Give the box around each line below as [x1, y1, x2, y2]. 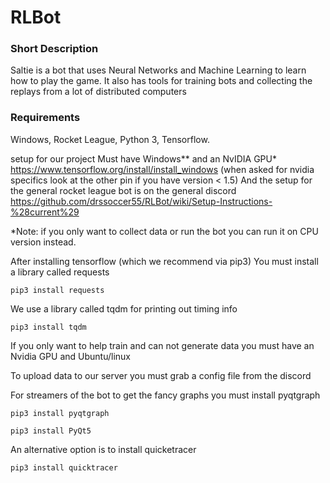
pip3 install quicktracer [10, 462, 118, 473]
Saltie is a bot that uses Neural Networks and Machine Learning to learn [10, 64, 307, 76]
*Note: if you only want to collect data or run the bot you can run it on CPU [10, 225, 319, 237]
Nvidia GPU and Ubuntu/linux [10, 350, 131, 362]
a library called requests [10, 266, 110, 278]
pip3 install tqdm [10, 322, 87, 332]
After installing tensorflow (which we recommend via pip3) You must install [10, 255, 319, 267]
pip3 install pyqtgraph [10, 408, 110, 418]
